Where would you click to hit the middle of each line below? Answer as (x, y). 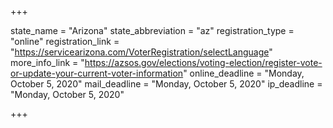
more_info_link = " (47, 62)
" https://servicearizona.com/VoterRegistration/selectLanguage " (141, 52)
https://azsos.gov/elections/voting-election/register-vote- (203, 62)
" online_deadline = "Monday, (244, 73)
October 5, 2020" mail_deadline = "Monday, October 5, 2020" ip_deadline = (166, 84)
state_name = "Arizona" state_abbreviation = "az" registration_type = (152, 30)
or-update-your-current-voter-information (97, 73)
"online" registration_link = (65, 41)
